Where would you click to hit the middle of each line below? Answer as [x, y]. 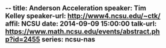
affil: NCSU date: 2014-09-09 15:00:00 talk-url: [81, 24]
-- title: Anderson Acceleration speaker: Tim [76, 8]
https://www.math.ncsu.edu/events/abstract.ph [82, 32]
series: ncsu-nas [68, 39]
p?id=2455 [23, 39]
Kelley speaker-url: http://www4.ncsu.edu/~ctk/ [83, 16]
